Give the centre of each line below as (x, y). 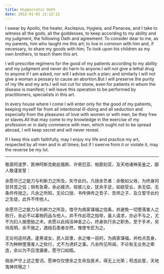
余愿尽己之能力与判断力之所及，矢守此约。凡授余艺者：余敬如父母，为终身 (80, 180)
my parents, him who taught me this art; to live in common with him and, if (79, 43)
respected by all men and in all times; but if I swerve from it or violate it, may (82, 144)
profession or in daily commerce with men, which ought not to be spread (78, 124)
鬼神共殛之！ (18, 267)
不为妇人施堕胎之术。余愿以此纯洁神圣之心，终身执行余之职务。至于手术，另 (82, 221)
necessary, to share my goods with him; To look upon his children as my (78, 49)
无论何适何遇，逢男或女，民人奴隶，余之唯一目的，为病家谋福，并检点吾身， (82, 238)
